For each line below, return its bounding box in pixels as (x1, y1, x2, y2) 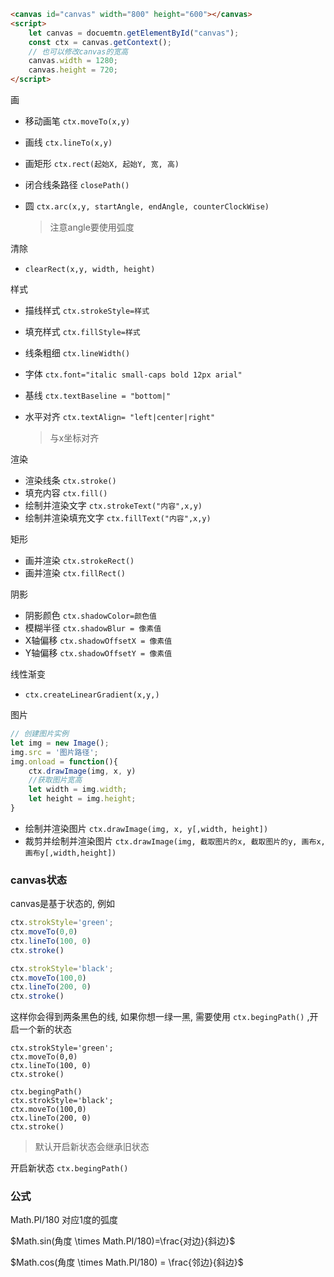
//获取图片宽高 (28, 775, 83, 785)
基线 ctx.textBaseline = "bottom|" (24, 390, 172, 401)
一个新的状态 (18, 1023, 72, 1035)
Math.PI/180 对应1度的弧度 (10, 1214, 118, 1226)
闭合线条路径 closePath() (24, 179, 130, 190)
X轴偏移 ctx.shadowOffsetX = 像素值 (24, 635, 173, 646)
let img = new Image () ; (10, 738, 110, 748)
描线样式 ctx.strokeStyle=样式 (24, 305, 150, 316)
